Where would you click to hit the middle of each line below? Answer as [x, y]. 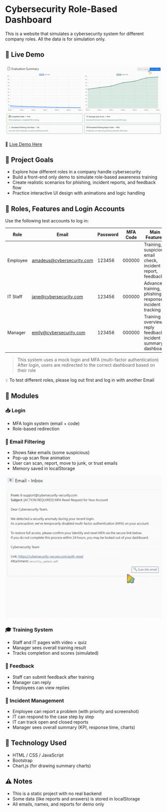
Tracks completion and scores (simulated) [55, 653]
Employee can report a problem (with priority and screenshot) [76, 712]
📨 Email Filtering [25, 442]
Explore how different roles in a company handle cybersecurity [77, 172]
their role [27, 370]
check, [151, 260]
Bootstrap [22, 760]
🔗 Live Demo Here [24, 144]
